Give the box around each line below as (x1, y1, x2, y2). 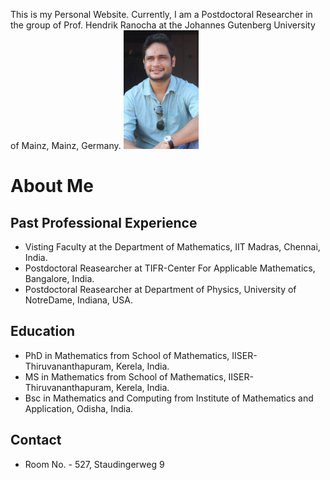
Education (10, 323, 76, 340)
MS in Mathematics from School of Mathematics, (24, 370, 227, 383)
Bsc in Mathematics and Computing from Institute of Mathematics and (24, 392, 314, 404)
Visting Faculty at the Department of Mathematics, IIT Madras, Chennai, (24, 241, 321, 253)
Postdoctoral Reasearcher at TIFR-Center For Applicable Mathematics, (24, 262, 316, 274)
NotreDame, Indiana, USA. (24, 294, 133, 306)
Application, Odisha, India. (24, 402, 134, 414)
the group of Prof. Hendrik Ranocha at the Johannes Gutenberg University (10, 19, 316, 31)
